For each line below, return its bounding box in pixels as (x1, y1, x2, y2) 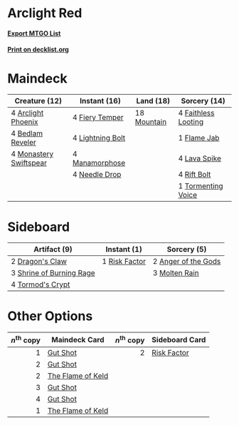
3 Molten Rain (152, 268, 199, 278)
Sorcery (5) (166, 245, 207, 255)
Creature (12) (14, 96, 63, 106)
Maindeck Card (51, 334, 105, 344)
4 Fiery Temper (72, 113, 124, 123)
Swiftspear (11, 158, 48, 168)
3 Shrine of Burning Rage (11, 268, 95, 278)
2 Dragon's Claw (11, 257, 68, 267)
